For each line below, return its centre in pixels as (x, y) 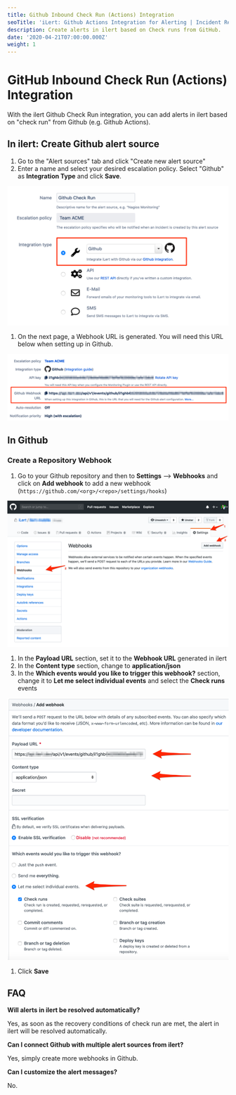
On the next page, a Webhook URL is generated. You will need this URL (120, 337)
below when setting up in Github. (65, 344)
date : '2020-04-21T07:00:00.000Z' (58, 37)
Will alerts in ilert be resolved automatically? (74, 1010)
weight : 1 (22, 45)
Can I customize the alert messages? (63, 1072)
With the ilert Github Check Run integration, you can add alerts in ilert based (118, 115)
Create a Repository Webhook (60, 461)
